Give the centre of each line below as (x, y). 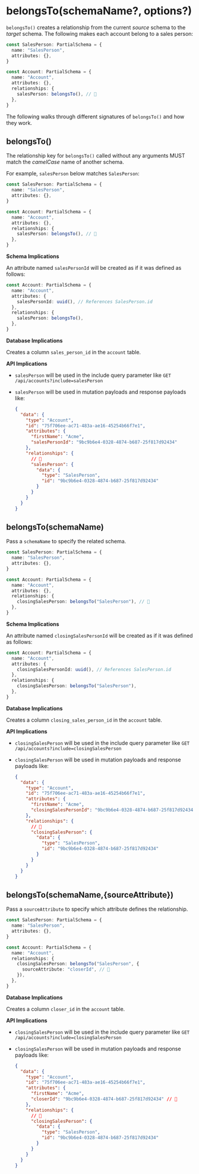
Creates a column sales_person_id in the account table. (74, 352)
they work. (19, 122)
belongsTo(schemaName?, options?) (99, 11)
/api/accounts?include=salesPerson (59, 381)
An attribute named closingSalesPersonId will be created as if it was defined (99, 635)
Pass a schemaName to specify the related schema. (66, 542)
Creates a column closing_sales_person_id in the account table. (84, 720)
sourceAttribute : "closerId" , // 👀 (66, 970)
